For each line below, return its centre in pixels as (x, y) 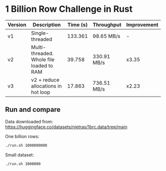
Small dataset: (20, 155)
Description (47, 25)
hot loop (41, 92)
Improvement (142, 25)
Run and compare (33, 110)
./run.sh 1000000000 (26, 145)
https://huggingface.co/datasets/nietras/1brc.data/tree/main (66, 127)
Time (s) (78, 25)
